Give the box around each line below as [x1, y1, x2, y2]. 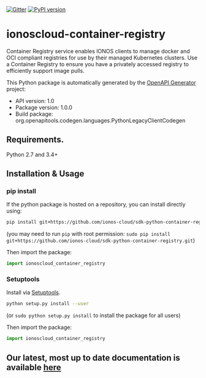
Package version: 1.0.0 [15, 104, 72, 111]
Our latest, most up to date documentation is [6, 352, 180, 363]
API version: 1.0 [15, 97, 55, 104]
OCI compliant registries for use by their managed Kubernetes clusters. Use [6, 54, 198, 61]
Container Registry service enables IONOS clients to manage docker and [6, 47, 190, 55]
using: [6, 207, 22, 214]
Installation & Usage [6, 168, 85, 179]
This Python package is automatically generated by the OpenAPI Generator [6, 78, 196, 86]
